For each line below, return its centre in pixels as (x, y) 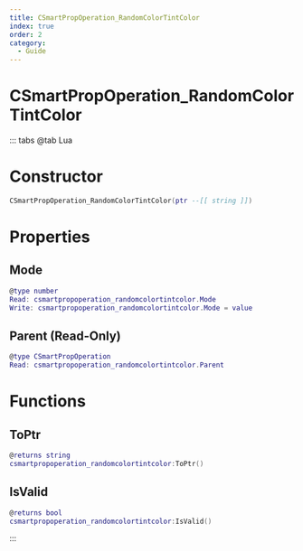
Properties (50, 237)
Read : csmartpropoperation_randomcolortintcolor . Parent (117, 365)
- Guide (32, 51)
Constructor (57, 177)
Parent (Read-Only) (65, 336)
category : (28, 43)
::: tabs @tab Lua (41, 140)
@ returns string (40, 456)
